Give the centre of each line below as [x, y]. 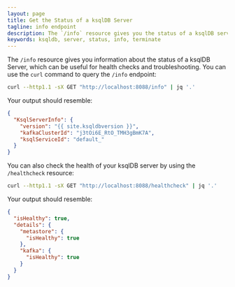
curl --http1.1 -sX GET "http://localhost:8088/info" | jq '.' [101, 87]
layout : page [26, 14]
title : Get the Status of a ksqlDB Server [70, 20]
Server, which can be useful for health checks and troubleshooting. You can [116, 67]
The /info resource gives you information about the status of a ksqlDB [109, 59]
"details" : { [33, 225]
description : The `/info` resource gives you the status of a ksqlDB [111, 33]
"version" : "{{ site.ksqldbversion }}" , [79, 126]
